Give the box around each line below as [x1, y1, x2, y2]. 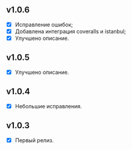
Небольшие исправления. [14, 102, 83, 109]
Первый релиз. [14, 136, 54, 144]
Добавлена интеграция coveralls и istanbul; [14, 27, 127, 35]
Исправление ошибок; [14, 21, 74, 28]
